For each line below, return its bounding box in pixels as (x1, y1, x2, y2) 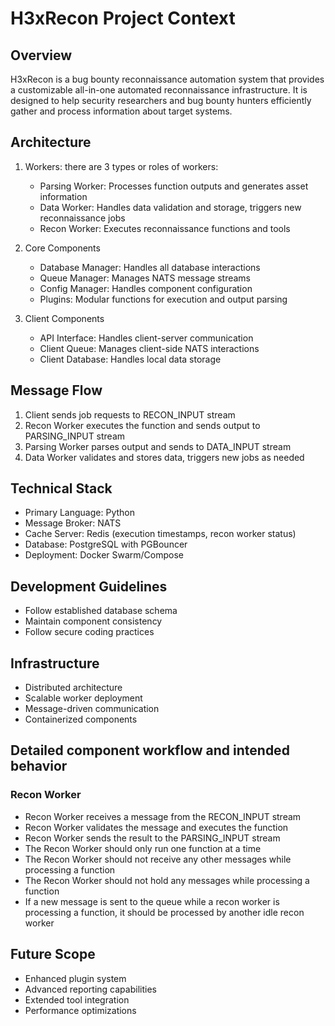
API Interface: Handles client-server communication (39, 332, 254, 344)
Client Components (24, 312, 105, 324)
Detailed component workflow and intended (10, 742, 290, 759)
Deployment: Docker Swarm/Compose (24, 549, 184, 561)
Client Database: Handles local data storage (39, 353, 222, 365)
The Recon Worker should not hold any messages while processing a (24, 874, 310, 886)
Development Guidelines (10, 578, 168, 595)
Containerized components (24, 713, 138, 726)
